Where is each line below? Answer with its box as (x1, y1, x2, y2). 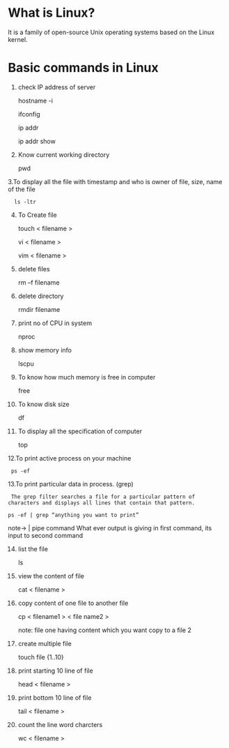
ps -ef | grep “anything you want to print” (8, 511, 139, 518)
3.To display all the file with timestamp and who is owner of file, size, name (8, 177, 223, 186)
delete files (17, 264, 51, 273)
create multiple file (17, 639, 72, 648)
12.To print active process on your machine (8, 454, 132, 462)
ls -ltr (14, 198, 37, 205)
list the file (17, 544, 48, 553)
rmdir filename (17, 305, 61, 313)
